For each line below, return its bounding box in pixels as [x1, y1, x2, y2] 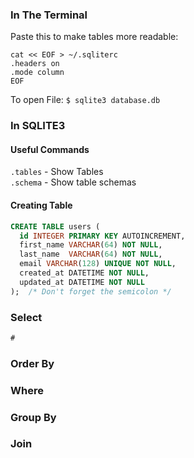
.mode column [10, 68, 65, 78]
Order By [10, 356, 55, 370]
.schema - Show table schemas [10, 176, 137, 188]
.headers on [10, 59, 60, 69]
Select [10, 310, 43, 324]
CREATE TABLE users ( [10, 221, 101, 232]
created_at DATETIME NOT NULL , [19, 268, 150, 278]
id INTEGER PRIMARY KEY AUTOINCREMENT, [19, 231, 186, 241]
